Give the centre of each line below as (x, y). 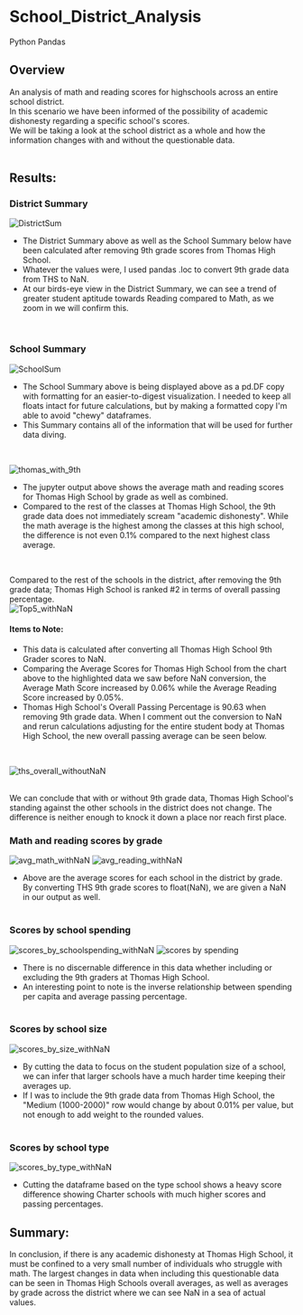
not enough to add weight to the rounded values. (113, 1114)
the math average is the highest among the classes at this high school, (153, 525)
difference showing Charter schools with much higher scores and (144, 1195)
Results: (33, 178)
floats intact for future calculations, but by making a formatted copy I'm (155, 405)
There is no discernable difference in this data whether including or (147, 967)
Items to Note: (37, 629)
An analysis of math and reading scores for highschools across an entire (144, 91)
